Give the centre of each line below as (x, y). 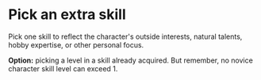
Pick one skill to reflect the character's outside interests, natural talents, (125, 36)
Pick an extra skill (67, 15)
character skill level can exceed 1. (63, 68)
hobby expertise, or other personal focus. (76, 44)
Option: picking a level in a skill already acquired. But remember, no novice (131, 60)
